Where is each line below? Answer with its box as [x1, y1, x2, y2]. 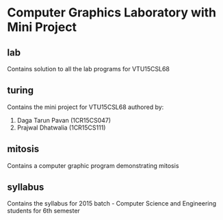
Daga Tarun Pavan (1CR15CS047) [16, 116, 112, 124]
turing [7, 84, 34, 97]
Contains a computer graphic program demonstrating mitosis [7, 161, 179, 169]
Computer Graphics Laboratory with [7, 5, 217, 21]
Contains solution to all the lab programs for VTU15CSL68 [7, 65, 170, 73]
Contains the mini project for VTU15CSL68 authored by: [7, 103, 164, 111]
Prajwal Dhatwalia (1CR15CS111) [16, 123, 106, 132]
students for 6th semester [7, 207, 81, 215]
